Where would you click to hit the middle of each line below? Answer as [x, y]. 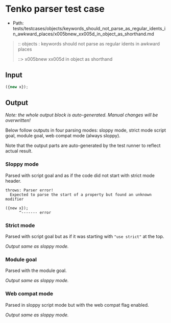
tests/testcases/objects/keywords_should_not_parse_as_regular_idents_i [89, 28]
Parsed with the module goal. [36, 270]
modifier [15, 199]
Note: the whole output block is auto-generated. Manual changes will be [82, 115]
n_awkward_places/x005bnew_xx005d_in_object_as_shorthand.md [83, 34]
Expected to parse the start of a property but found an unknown [81, 194]
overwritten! [18, 120]
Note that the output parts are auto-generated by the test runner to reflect [83, 145]
